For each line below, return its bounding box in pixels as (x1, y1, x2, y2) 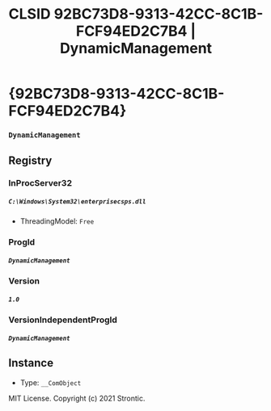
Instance (8, 356, 54, 370)
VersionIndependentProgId (8, 314, 117, 325)
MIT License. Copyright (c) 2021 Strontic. (8, 393, 146, 403)
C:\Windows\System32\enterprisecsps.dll (8, 198, 147, 206)
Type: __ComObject (19, 377, 82, 388)
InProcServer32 (8, 178, 73, 189)
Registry (8, 153, 53, 167)
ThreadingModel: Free (19, 216, 95, 226)
